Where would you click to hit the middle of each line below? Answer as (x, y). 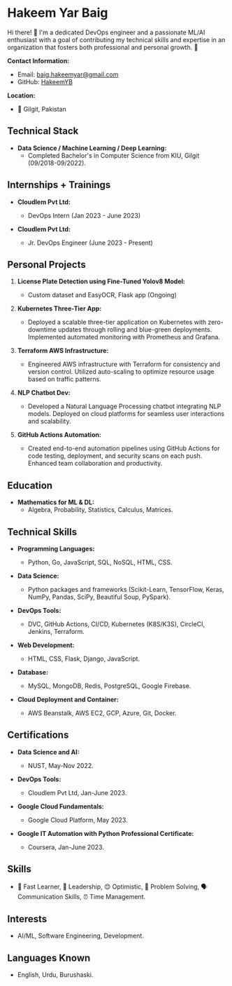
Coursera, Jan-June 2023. (66, 847)
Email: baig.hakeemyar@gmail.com (68, 74)
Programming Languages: (56, 549)
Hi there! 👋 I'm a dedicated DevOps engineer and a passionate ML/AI (106, 32)
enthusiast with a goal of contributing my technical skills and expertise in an (116, 39)
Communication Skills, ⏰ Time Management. (81, 896)
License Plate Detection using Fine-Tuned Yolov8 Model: (101, 281)
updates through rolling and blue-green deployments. (135, 330)
